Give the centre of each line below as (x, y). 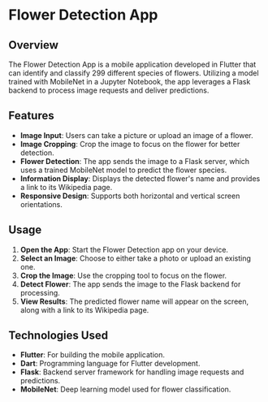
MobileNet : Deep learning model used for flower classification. (125, 389)
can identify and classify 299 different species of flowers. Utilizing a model (134, 73)
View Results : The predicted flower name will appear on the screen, (134, 301)
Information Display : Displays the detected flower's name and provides (140, 178)
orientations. (41, 204)
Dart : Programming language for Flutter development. (110, 364)
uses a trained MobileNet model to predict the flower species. (123, 170)
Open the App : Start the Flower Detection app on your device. (124, 249)
